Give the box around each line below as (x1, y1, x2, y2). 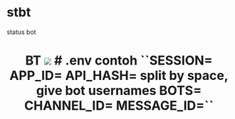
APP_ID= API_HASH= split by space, (9, 68, 229, 84)
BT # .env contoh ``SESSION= (25, 52, 213, 69)
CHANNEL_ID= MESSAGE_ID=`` (23, 98, 214, 114)
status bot (6, 28, 36, 36)
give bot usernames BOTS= (36, 83, 202, 99)
